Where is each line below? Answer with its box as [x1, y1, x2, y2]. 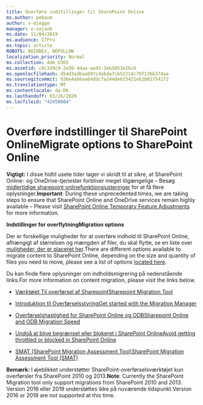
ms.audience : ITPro [6, 37, 56, 43]
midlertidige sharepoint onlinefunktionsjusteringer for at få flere [6, 183, 164, 190]
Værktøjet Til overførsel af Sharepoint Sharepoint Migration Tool [14, 288, 173, 295]
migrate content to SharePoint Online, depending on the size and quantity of [6, 251, 196, 259]
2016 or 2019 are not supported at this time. [6, 391, 115, 399]
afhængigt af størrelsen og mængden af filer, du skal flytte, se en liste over [6, 239, 193, 246]
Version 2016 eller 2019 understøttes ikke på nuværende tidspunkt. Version [6, 385, 192, 392]
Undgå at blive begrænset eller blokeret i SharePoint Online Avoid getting [14, 329, 196, 337]
